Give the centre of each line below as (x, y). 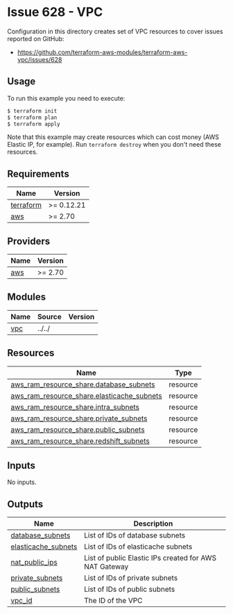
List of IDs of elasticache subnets (138, 547)
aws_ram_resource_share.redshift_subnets (80, 441)
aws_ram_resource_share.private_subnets (79, 418)
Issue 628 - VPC (55, 12)
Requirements (38, 173)
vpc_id (21, 601)
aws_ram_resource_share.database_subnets (83, 385)
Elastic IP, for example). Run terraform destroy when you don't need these (114, 145)
